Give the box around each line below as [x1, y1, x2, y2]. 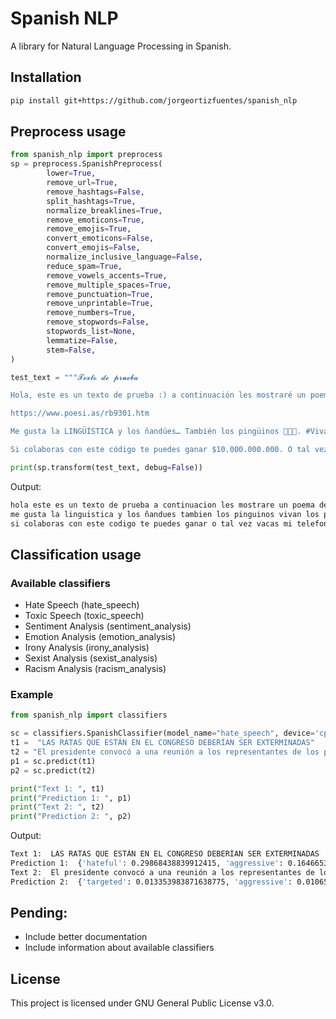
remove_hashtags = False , [46, 187, 145, 197]
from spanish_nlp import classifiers [10, 710, 168, 721]
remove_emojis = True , [46, 224, 132, 234]
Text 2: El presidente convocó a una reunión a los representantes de [10, 867, 315, 877]
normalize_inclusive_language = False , [46, 252, 203, 262]
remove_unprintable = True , [46, 298, 155, 309]
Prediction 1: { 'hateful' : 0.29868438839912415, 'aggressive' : [10, 858, 284, 869]
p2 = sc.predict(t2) [10, 765, 97, 776]
